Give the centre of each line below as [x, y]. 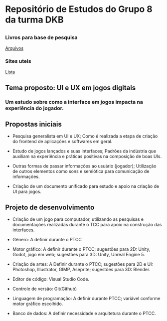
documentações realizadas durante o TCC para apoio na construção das [87, 225]
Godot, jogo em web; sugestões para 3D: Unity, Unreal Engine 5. [79, 255]
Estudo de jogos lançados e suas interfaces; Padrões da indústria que [84, 151]
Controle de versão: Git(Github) [45, 289]
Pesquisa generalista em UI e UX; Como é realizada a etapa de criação [85, 136]
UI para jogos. [27, 192]
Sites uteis [18, 61]
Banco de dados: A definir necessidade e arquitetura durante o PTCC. [84, 314]
